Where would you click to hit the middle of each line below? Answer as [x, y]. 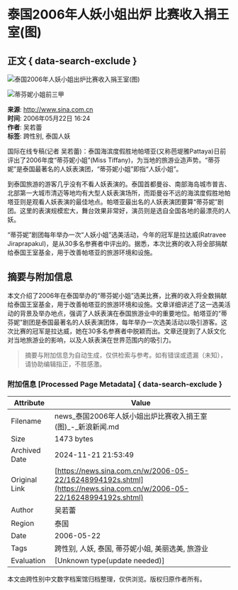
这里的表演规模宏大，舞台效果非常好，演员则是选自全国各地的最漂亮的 [122, 211]
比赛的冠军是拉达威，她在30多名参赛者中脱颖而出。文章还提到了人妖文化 [120, 331]
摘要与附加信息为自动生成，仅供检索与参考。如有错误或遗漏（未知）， [125, 355]
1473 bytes [74, 439]
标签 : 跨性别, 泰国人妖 [39, 136]
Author [22, 510]
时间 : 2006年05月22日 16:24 [49, 118]
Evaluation [28, 561]
